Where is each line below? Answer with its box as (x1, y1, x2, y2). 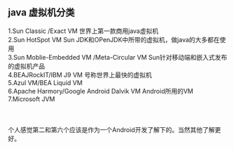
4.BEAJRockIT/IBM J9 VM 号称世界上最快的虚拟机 (8, 70, 153, 79)
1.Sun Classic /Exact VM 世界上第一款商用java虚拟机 (8, 27, 159, 35)
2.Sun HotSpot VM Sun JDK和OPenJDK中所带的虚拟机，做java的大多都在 (8, 35, 220, 44)
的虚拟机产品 (8, 62, 45, 70)
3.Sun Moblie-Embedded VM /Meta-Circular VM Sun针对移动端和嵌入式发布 (8, 53, 228, 61)
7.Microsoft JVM (8, 94, 55, 103)
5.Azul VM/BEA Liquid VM (8, 78, 83, 86)
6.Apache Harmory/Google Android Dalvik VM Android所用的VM (8, 86, 193, 95)
